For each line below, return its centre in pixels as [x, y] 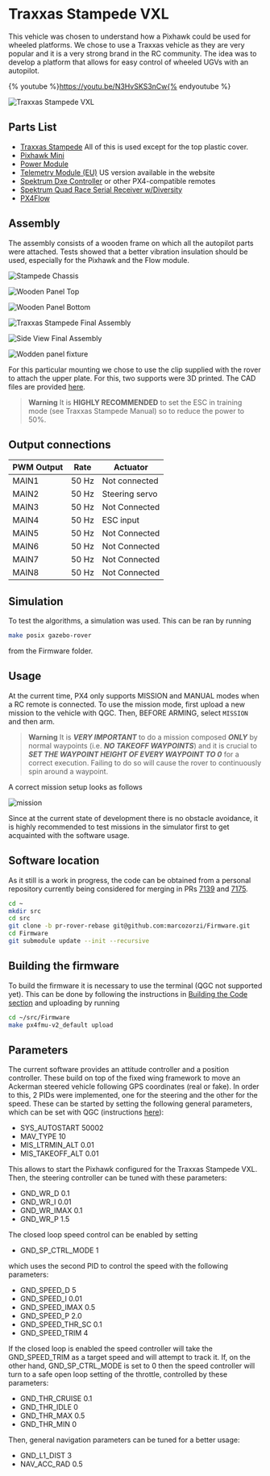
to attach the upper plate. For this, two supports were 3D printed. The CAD [132, 378]
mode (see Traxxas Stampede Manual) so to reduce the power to [136, 411]
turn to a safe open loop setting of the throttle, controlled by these [118, 1374]
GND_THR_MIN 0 [48, 1424]
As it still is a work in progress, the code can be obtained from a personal [130, 880]
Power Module [44, 164]
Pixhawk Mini [42, 155]
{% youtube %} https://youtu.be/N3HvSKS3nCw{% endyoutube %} [120, 86]
